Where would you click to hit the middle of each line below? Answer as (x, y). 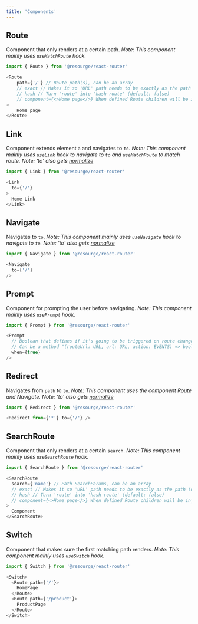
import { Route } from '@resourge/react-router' (67, 67)
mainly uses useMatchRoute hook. (46, 56)
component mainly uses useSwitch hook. (55, 556)
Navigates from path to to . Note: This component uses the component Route (99, 390)
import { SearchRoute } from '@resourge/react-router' (75, 468)
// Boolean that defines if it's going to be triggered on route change (103, 341)
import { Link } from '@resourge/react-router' (66, 172)
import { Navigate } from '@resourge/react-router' (71, 254)
